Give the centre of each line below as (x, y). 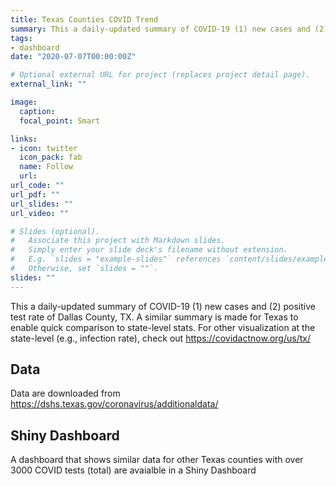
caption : (37, 111)
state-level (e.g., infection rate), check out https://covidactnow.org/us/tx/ (160, 338)
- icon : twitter (44, 148)
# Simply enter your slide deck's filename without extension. (149, 250)
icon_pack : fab (51, 157)
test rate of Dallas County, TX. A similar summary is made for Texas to (154, 317)
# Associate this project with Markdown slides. (118, 241)
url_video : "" (40, 213)
